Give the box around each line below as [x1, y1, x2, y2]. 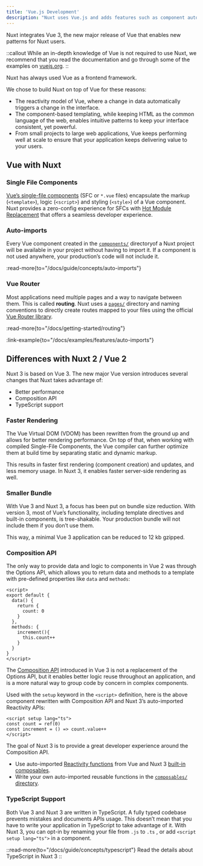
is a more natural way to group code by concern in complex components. [6, 679, 188, 687]
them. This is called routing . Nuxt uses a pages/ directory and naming [6, 300, 180, 307]
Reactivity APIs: [6, 704, 45, 712]
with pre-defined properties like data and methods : [6, 575, 130, 583]
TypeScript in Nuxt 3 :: [6, 852, 62, 860]
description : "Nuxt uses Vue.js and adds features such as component [6, 15, 185, 21]
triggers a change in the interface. [14, 104, 100, 111]
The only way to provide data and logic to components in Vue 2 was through [6, 563, 196, 570]
